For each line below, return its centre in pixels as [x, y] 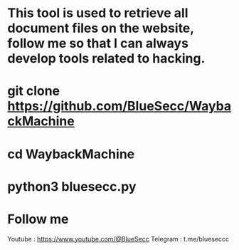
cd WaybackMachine [71, 154]
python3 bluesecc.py [72, 186]
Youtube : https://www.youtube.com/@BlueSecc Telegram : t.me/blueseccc [118, 239]
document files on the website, [101, 28]
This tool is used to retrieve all [98, 13]
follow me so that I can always [98, 43]
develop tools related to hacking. [106, 59]
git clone [34, 91]
